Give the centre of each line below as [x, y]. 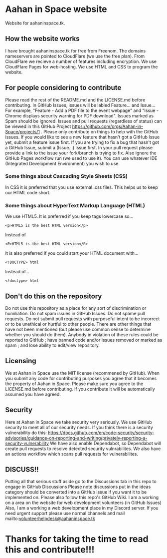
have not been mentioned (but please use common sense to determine [78, 329]
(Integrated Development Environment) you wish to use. [62, 163]
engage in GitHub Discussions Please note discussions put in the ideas [78, 487]
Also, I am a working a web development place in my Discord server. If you [82, 508]
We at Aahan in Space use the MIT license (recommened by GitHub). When [83, 373]
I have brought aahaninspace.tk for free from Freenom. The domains [76, 50]
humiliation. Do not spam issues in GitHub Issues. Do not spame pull [75, 313]
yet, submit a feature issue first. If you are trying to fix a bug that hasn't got [82, 142]
